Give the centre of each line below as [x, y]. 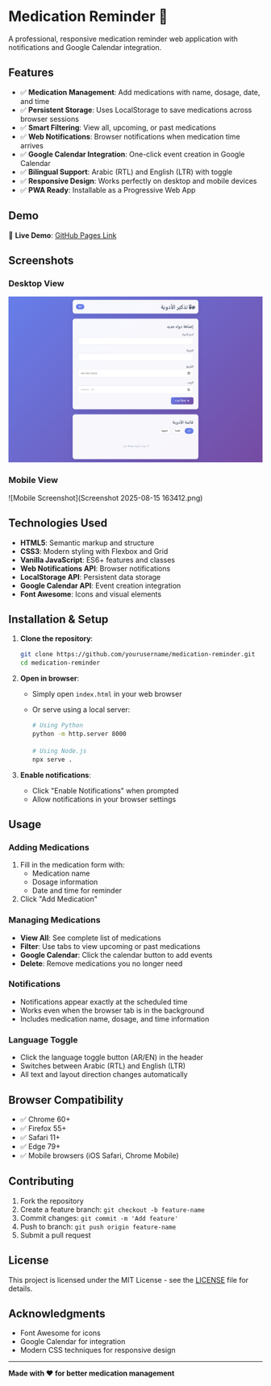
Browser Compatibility [66, 1100]
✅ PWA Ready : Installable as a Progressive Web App [108, 189]
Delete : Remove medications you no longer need [101, 964]
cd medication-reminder [60, 663]
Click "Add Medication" [59, 899]
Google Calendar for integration [73, 1342]
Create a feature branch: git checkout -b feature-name [113, 1209]
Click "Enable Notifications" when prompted [105, 790]
